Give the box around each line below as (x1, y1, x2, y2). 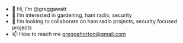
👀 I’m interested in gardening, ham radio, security (11, 12, 132, 19)
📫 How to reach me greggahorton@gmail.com (11, 31, 126, 37)
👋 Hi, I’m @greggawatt (11, 6, 67, 12)
